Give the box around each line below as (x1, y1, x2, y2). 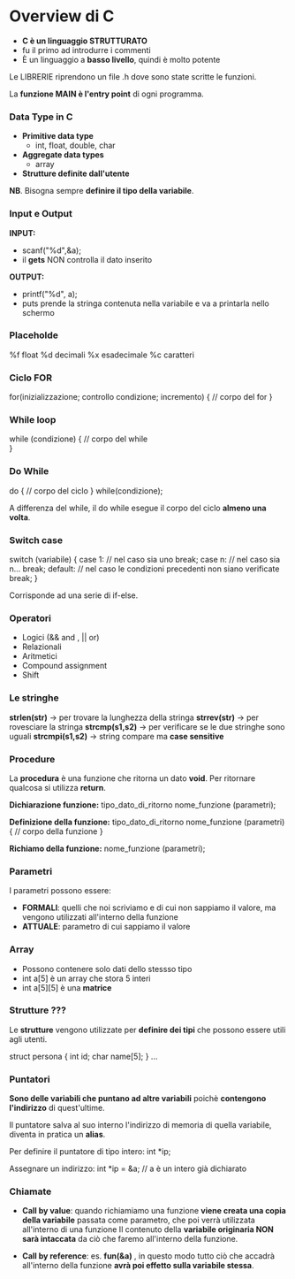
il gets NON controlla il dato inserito (21, 254, 153, 264)
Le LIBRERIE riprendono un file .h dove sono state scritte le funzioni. (9, 71, 257, 81)
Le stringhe (9, 692, 59, 704)
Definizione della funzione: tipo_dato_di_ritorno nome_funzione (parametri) (9, 816, 285, 827)
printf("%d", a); (21, 288, 78, 299)
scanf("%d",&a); (21, 245, 82, 256)
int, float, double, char (34, 140, 117, 151)
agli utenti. (9, 1033, 48, 1045)
